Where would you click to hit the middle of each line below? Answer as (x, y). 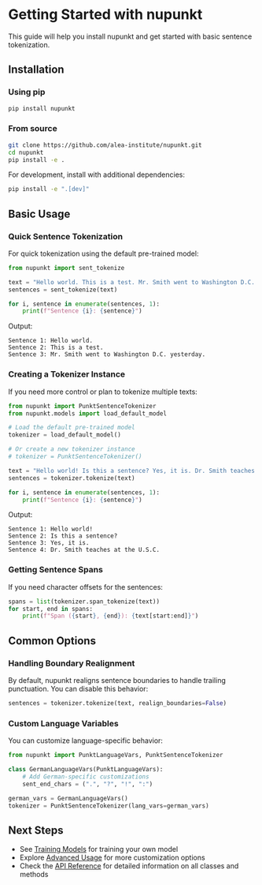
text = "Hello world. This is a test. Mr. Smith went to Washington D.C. (132, 282)
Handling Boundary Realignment (72, 663)
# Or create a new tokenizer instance (72, 449)
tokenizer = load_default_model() (65, 435)
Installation (36, 70)
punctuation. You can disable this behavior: (78, 689)
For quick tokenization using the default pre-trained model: (103, 253)
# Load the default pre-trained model (72, 428)
